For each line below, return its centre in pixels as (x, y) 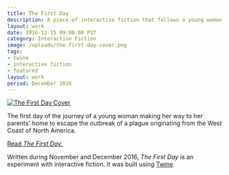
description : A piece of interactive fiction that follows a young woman (115, 20)
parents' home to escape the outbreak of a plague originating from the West (114, 123)
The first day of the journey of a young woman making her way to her (105, 116)
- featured (23, 70)
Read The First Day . (35, 144)
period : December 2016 (39, 83)
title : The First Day (38, 13)
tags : (15, 52)
